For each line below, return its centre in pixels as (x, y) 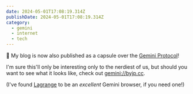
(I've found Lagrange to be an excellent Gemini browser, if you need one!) (95, 85)
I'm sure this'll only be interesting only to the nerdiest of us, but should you (96, 67)
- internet (25, 33)
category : (18, 22)
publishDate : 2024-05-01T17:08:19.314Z (55, 17)
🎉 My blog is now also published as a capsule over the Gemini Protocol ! (93, 56)
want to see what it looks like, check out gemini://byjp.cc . (76, 73)
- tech (19, 39)
